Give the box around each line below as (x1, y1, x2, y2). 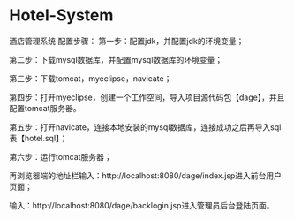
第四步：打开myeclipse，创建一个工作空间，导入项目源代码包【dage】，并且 (9, 92, 285, 102)
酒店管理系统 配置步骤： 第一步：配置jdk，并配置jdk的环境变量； (9, 35, 245, 46)
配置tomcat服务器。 (9, 102, 81, 113)
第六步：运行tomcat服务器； (9, 151, 112, 162)
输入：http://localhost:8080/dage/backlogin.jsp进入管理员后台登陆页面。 (9, 200, 275, 210)
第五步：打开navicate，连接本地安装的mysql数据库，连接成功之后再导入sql (9, 121, 282, 132)
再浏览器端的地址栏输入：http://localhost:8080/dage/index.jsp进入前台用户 (9, 170, 283, 181)
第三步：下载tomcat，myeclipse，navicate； (9, 72, 172, 84)
